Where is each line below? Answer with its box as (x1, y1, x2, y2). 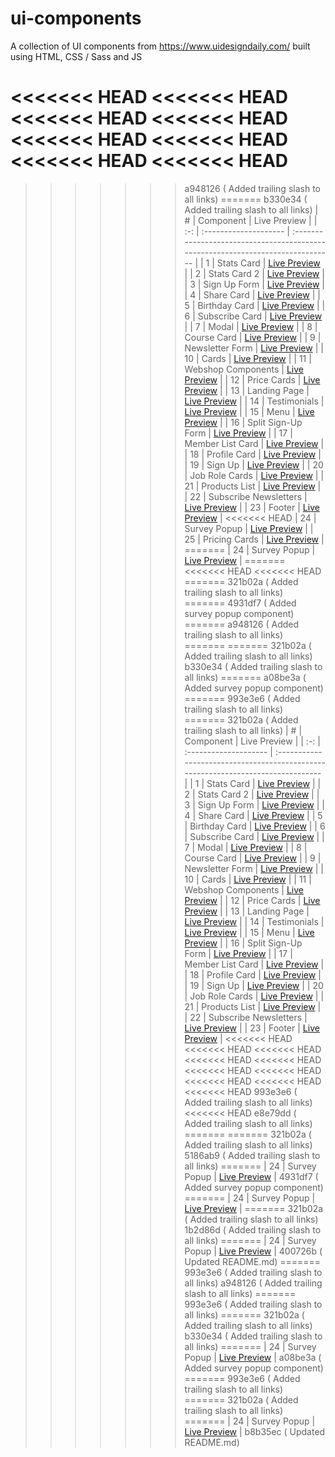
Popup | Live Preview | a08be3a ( (184, 1351, 322, 1363)
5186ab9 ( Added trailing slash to (184, 1149, 321, 1161)
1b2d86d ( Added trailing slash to (184, 1223, 322, 1236)
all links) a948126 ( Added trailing (184, 1277, 323, 1289)
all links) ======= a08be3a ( (184, 671, 307, 683)
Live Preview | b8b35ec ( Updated (184, 1425, 326, 1437)
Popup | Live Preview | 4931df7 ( (184, 1170, 319, 1182)
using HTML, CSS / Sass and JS (10, 50, 143, 62)
